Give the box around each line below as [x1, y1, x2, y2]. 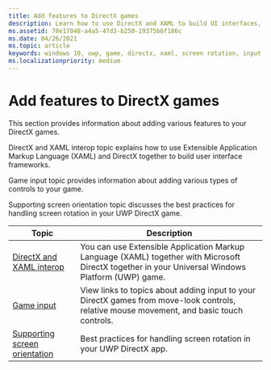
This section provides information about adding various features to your [8, 118, 248, 128]
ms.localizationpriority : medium [8, 57, 121, 65]
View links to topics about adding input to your [80, 284, 256, 296]
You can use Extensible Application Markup [80, 241, 245, 252]
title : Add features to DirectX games [8, 11, 139, 20]
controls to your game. [8, 183, 84, 194]
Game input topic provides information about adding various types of [8, 175, 238, 185]
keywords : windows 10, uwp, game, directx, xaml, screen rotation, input [8, 49, 262, 57]
